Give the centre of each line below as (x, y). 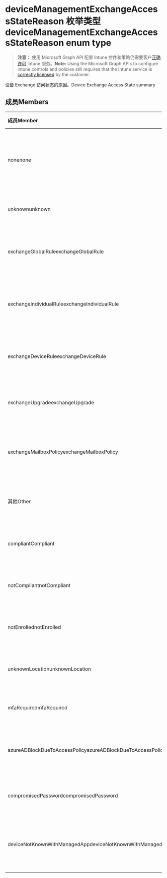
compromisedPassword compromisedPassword (63, 796)
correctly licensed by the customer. (54, 74)
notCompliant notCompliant (39, 585)
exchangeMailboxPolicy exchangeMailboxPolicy (63, 452)
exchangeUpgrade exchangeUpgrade (51, 402)
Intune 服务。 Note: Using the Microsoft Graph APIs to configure (92, 63)
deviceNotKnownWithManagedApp (49, 844)
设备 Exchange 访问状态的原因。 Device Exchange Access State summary (80, 85)
